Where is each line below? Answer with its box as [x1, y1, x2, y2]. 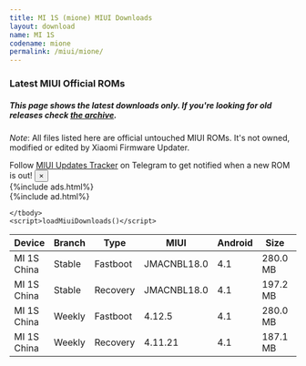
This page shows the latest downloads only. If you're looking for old [9, 99, 272, 110]
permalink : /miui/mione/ [9, 47, 104, 56]
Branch [53, 237, 87, 249]
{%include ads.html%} [9, 181, 94, 192]
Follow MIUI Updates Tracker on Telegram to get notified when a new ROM [9, 160, 291, 171]
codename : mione [9, 38, 71, 48]
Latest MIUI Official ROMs [9, 77, 126, 90]
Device [14, 237, 46, 249]
